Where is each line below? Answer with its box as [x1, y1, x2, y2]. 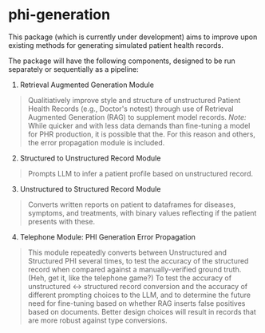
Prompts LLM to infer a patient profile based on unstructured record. [27, 168, 254, 178]
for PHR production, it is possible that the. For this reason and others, [27, 129, 255, 139]
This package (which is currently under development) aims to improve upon [8, 32, 258, 42]
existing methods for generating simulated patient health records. [8, 40, 223, 50]
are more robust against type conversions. [27, 315, 168, 325]
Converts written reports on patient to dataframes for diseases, [27, 200, 236, 209]
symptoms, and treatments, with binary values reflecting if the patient [27, 208, 257, 217]
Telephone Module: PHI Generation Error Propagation [19, 232, 196, 241]
